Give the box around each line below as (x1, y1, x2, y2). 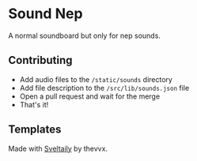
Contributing (8, 54, 73, 67)
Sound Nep (8, 5, 83, 23)
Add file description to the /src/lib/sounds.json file (19, 83, 190, 92)
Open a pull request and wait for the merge (19, 92, 161, 101)
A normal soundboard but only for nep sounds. (8, 31, 161, 40)
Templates (8, 123, 62, 137)
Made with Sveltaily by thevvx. (8, 144, 108, 153)
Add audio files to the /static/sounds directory (19, 74, 172, 84)
